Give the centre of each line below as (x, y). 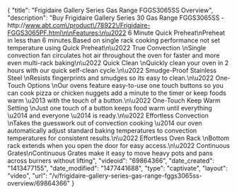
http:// (17, 25)
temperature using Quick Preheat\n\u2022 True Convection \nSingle (107, 48)
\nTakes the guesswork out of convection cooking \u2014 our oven (105, 123)
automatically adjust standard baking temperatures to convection (102, 131)
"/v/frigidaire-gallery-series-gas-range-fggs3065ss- (126, 176)
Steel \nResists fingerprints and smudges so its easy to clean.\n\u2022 (111, 78)
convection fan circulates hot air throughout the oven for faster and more (114, 55)
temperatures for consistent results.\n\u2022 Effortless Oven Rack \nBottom (118, 138)
